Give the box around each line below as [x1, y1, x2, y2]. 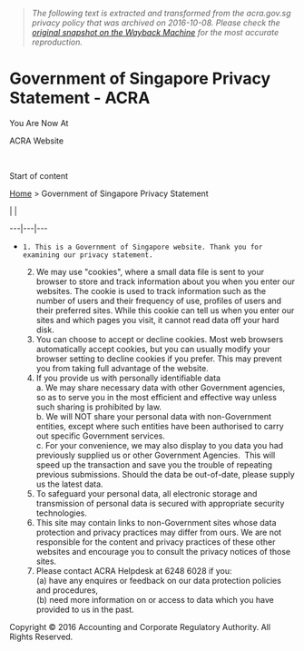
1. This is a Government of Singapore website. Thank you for [22, 242, 263, 252]
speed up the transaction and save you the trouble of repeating [35, 459, 273, 470]
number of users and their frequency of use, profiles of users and [35, 295, 282, 306]
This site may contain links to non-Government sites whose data [35, 517, 277, 528]
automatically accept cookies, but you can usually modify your [35, 343, 270, 354]
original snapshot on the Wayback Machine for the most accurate [31, 27, 279, 37]
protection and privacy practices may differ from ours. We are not [35, 527, 282, 538]
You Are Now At [9, 117, 69, 128]
